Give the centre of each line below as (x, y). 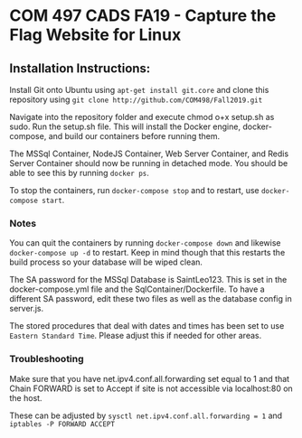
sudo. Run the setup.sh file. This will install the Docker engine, (125, 126)
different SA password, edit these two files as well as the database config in (151, 299)
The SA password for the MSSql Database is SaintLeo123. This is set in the (148, 280)
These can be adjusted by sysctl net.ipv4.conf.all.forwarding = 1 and (146, 415)
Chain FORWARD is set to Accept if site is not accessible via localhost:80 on (151, 388)
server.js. (27, 309)
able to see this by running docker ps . (79, 173)
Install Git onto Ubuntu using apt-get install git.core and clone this (139, 90)
